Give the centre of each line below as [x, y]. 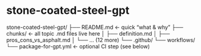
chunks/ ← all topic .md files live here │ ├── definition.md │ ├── [88, 33]
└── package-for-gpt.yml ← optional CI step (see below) [78, 46]
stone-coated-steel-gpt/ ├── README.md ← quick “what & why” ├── [95, 27]
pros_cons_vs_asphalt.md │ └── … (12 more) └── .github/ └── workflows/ [101, 40]
